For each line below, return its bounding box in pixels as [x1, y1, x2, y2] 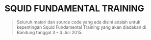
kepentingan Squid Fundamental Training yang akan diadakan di [16, 24, 147, 30]
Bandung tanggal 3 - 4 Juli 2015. [16, 29, 83, 35]
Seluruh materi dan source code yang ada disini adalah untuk [16, 19, 141, 25]
